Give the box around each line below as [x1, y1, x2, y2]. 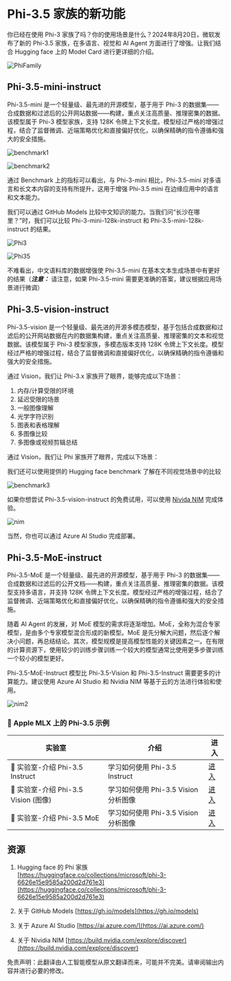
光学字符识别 [16, 412, 54, 420]
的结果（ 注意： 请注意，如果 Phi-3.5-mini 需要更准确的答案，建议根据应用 [7, 274, 216, 283]
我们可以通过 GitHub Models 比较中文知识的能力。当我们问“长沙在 [7, 208, 195, 216]
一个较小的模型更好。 [7, 654, 67, 663]
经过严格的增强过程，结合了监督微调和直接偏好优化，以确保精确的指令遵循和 [7, 349, 224, 357]
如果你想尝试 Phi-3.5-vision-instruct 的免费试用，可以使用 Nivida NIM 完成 [7, 495, 218, 503]
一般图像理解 [16, 404, 54, 412]
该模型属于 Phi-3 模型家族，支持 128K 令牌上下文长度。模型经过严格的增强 [7, 118, 218, 126]
